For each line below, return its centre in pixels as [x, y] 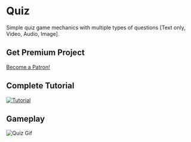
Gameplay [26, 118]
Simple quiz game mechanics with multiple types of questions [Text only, [96, 27]
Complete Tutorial [40, 86]
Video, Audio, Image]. [33, 33]
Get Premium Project [45, 53]
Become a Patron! [28, 67]
